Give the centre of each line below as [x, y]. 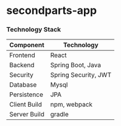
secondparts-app [52, 11]
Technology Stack [34, 30]
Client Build [26, 105]
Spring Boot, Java [76, 65]
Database [23, 85]
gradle [59, 114]
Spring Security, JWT [81, 75]
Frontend [22, 55]
